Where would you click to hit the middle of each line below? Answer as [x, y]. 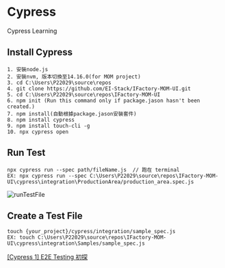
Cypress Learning [32, 31]
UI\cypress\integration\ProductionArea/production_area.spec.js [101, 182]
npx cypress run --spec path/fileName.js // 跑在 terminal [93, 170]
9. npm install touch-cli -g [49, 126]
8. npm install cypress [41, 120]
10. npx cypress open [38, 132]
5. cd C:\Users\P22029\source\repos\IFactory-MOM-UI [84, 94]
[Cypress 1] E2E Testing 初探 [47, 257]
